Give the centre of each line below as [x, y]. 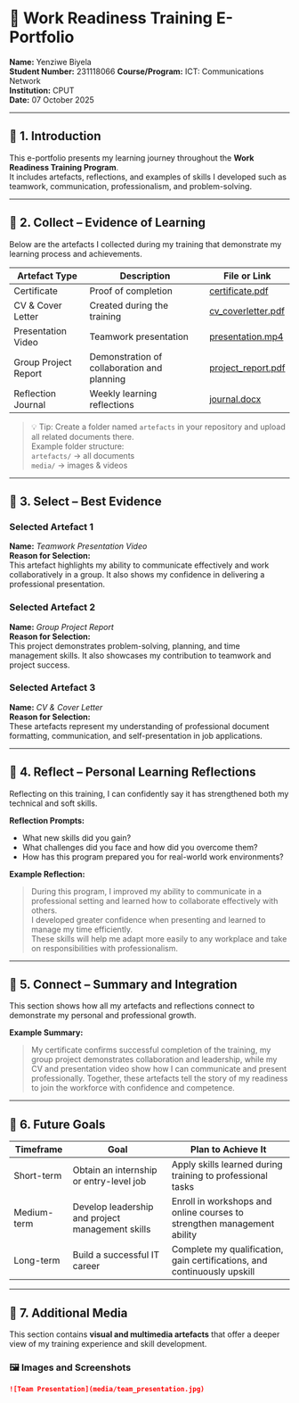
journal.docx [235, 399]
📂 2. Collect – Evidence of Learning [108, 223]
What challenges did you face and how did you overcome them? [140, 847]
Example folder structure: [77, 446]
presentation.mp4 [246, 336]
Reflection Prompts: [47, 820]
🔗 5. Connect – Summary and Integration [123, 985]
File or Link [247, 276]
